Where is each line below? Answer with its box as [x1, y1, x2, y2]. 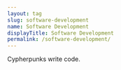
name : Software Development [7, 23, 90, 30]
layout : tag [7, 10, 42, 17]
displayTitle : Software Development [7, 29, 114, 37]
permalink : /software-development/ [7, 36, 111, 43]
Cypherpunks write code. [7, 55, 80, 63]
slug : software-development [7, 17, 90, 24]
